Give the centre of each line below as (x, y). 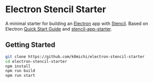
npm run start (20, 76)
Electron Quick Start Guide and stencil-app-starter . (59, 29)
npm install (18, 66)
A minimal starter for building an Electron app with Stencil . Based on (77, 23)
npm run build (20, 71)
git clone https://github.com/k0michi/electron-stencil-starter (75, 57)
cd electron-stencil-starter (36, 61)
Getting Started (30, 45)
